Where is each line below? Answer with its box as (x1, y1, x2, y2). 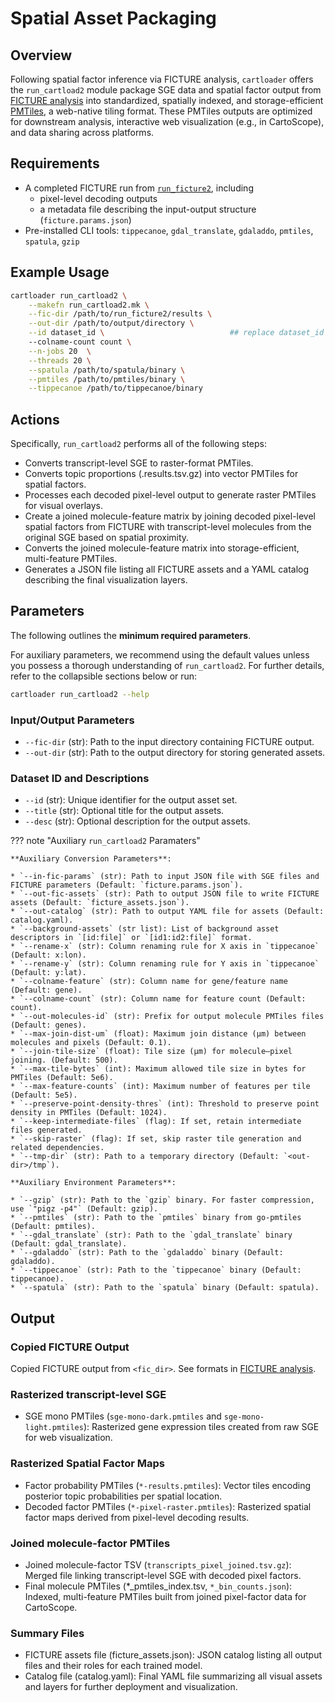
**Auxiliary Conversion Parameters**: (10, 854, 172, 864)
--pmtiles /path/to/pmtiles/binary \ (28, 374, 186, 384)
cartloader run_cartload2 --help (10, 689, 150, 699)
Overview (10, 47, 73, 64)
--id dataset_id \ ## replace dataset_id (28, 328, 325, 338)
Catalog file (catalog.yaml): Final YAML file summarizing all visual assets (24, 1670, 323, 1682)
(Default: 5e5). (10, 1090, 78, 1101)
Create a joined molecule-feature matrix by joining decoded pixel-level (24, 510, 316, 522)
